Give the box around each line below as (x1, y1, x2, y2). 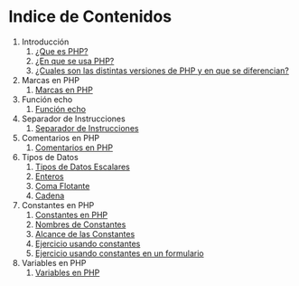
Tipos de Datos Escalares (34, 161, 130, 172)
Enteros (34, 170, 64, 182)
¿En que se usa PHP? (34, 55, 115, 66)
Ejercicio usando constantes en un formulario (34, 247, 204, 259)
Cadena (34, 190, 65, 201)
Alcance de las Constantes (34, 228, 135, 239)
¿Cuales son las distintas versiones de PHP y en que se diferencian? (34, 65, 290, 76)
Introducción (21, 36, 70, 47)
